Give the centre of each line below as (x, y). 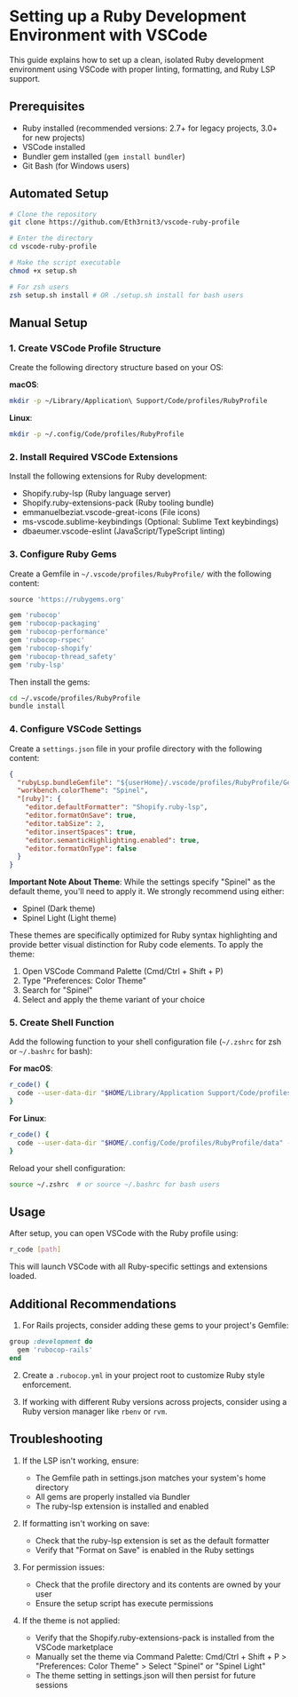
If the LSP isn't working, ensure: (80, 1460)
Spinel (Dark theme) (59, 908)
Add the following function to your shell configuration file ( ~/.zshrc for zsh (145, 1042)
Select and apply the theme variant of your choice (114, 1000)
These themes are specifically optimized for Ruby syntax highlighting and (143, 935)
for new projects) (54, 137)
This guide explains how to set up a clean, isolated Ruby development (137, 59)
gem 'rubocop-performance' (59, 632)
